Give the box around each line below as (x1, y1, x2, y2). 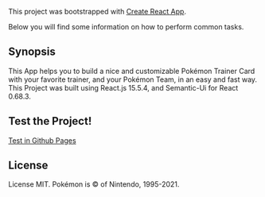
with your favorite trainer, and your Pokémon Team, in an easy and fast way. (8, 75, 257, 84)
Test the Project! (8, 114, 92, 128)
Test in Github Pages (8, 135, 77, 145)
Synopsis (8, 45, 56, 59)
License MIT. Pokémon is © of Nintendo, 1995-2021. (8, 180, 180, 189)
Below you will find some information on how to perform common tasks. (8, 22, 244, 31)
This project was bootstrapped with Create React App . (8, 7, 187, 16)
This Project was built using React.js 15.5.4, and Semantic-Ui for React (8, 83, 239, 92)
